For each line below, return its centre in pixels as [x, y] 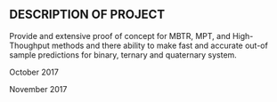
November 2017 [38, 89]
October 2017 [34, 72]
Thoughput [30, 45]
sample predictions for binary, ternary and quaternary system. [123, 55]
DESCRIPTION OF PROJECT [87, 15]
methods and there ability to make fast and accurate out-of [160, 45]
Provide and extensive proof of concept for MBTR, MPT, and [120, 35]
